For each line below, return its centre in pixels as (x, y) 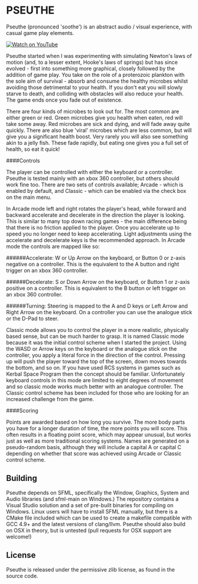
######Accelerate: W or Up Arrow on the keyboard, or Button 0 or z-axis (96, 257)
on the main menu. (29, 197)
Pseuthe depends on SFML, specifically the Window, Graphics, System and (98, 492)
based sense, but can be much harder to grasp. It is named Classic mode (95, 336)
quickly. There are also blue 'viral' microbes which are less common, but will (99, 130)
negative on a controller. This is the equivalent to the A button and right (92, 264)
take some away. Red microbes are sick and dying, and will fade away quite (98, 124)
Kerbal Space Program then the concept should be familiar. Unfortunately (95, 374)
